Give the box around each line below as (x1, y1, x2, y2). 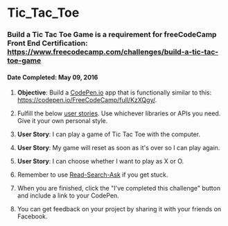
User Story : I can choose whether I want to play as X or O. (17, 157, 184, 166)
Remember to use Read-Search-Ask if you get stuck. (17, 170, 168, 179)
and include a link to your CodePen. (17, 191, 119, 200)
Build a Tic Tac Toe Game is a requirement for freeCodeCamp (7, 30, 217, 40)
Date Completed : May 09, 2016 (7, 73, 98, 81)
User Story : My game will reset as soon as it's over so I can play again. (17, 144, 220, 152)
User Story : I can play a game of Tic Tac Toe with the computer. (17, 130, 201, 138)
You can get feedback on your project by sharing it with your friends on (17, 205, 222, 213)
